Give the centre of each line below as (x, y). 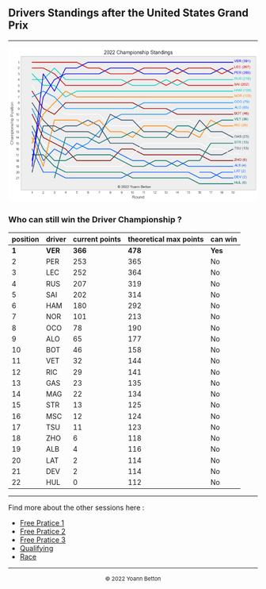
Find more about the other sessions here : (76, 507)
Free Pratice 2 (42, 531)
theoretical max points (166, 239)
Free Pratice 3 (42, 540)
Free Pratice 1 (42, 522)
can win (224, 239)
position (25, 239)
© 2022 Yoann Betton (133, 579)
